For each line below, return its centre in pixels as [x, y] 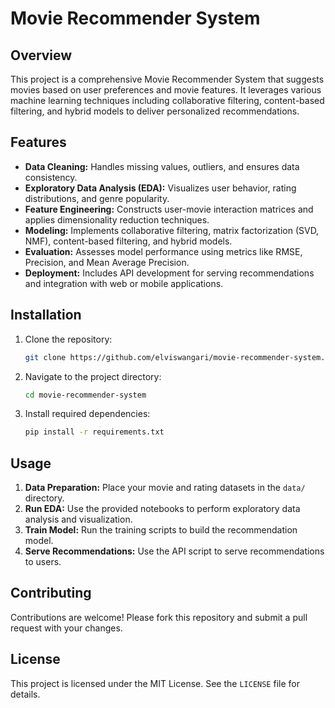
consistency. [51, 177]
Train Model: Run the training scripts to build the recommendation [161, 530]
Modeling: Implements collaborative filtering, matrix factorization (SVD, [172, 230]
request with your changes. [66, 628]
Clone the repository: [68, 339]
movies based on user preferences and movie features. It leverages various [166, 90]
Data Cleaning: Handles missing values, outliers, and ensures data [162, 166]
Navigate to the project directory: [93, 376]
